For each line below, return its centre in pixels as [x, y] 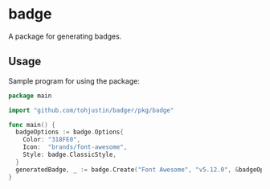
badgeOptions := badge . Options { [70, 132]
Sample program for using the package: [74, 80]
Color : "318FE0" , [52, 140]
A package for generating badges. [65, 36]
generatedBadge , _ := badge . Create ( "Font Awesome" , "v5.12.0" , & [127, 170]
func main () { [32, 125]
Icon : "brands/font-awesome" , [75, 147]
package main [30, 96]
